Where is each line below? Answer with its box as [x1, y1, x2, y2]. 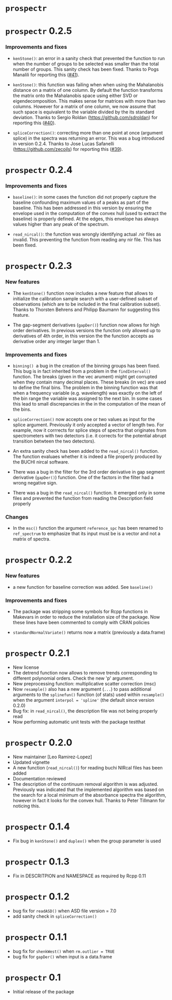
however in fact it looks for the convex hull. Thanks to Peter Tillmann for [12, 797, 165, 803]
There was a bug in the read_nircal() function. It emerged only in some [12, 489, 165, 496]
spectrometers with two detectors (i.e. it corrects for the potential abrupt [12, 432, 167, 438]
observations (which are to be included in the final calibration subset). [12, 301, 161, 307]
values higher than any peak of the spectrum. [12, 221, 109, 227]
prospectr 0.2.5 [5, 25, 72, 37]
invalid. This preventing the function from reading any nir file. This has [12, 237, 161, 243]
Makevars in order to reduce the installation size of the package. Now [12, 614, 160, 620]
